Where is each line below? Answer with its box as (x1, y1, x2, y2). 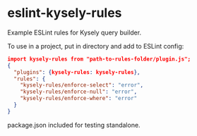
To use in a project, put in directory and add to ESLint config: (7, 42, 184, 50)
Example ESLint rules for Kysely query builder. (7, 28, 142, 37)
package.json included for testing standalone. (7, 120, 141, 129)
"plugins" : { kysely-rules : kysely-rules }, (13, 68, 141, 75)
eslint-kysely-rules (7, 5, 122, 21)
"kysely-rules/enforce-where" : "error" (20, 95, 138, 102)
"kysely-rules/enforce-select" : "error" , (20, 82, 143, 89)
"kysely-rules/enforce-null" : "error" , (20, 88, 138, 96)
